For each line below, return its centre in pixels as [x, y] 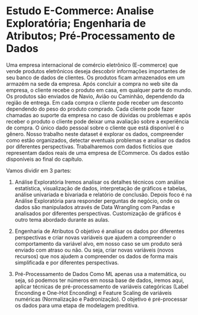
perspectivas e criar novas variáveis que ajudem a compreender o [95, 237]
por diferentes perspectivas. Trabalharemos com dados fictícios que [90, 147]
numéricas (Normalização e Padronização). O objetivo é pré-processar [101, 299]
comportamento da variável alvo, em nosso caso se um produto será [98, 243]
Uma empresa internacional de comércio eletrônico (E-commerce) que [92, 65]
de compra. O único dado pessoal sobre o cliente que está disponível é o [95, 128]
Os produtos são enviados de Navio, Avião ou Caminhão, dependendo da [95, 96]
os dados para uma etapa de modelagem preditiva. [77, 305]
